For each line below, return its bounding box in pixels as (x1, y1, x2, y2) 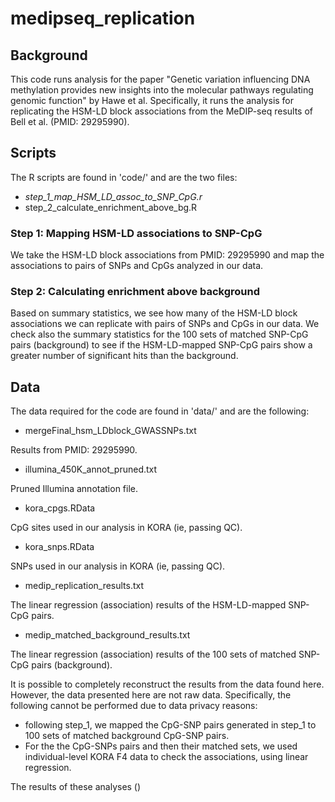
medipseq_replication (10, 7, 196, 30)
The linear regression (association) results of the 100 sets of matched (10, 648, 297, 661)
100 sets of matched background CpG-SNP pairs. (24, 730, 230, 742)
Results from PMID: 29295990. (10, 444, 138, 456)
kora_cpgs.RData (24, 502, 96, 514)
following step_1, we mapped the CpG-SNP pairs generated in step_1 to (24, 719, 317, 731)
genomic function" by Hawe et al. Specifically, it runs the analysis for (10, 95, 295, 106)
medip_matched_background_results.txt (24, 629, 191, 641)
